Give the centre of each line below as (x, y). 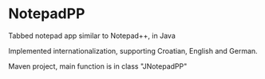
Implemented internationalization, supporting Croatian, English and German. (133, 51)
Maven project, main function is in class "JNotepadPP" (98, 66)
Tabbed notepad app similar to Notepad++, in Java (92, 36)
